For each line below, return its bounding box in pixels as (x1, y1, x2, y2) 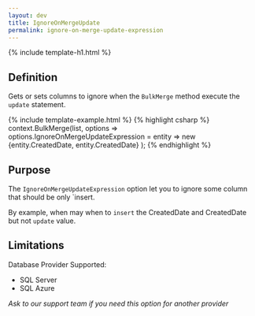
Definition (8, 70, 57, 84)
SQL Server (19, 275, 57, 284)
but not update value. (8, 216, 76, 225)
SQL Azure (19, 283, 55, 292)
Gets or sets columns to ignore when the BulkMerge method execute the (8, 91, 240, 101)
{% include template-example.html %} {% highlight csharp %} (8, 115, 210, 125)
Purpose (8, 163, 51, 177)
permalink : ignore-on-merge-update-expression (8, 26, 164, 34)
